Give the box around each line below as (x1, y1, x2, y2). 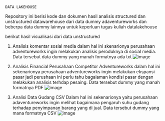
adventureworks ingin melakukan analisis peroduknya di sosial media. (12, 48, 156, 54)
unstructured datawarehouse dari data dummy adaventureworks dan (5, 18, 147, 24)
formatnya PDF (12, 85, 44, 90)
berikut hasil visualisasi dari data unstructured (5, 33, 100, 39)
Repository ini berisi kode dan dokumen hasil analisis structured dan (5, 13, 146, 19)
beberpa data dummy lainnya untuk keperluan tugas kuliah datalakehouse (5, 24, 157, 30)
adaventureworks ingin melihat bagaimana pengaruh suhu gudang (12, 100, 149, 105)
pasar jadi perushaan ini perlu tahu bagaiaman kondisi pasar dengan (12, 74, 153, 80)
